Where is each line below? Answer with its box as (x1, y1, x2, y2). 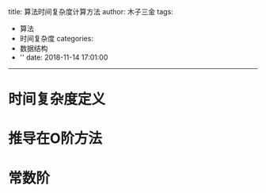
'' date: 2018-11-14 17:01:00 (19, 52, 108, 62)
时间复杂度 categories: (19, 34, 93, 43)
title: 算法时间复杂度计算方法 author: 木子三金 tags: (8, 7, 174, 16)
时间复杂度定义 (8, 91, 106, 109)
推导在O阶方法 (8, 129, 103, 148)
